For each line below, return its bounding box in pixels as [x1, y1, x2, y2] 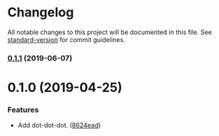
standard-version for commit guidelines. [7, 35, 126, 43]
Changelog [7, 4, 74, 21]
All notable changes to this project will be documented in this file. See [7, 28, 213, 36]
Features [7, 105, 39, 115]
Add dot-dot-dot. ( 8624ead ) [17, 121, 101, 130]
